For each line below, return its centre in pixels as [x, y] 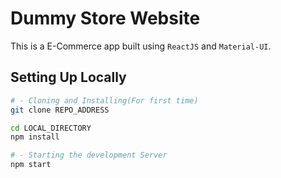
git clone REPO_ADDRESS [60, 110]
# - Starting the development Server [89, 155]
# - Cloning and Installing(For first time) [104, 100]
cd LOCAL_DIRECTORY [51, 128]
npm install [35, 137]
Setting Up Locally [68, 77]
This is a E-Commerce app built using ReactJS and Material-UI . [141, 46]
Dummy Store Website [105, 18]
